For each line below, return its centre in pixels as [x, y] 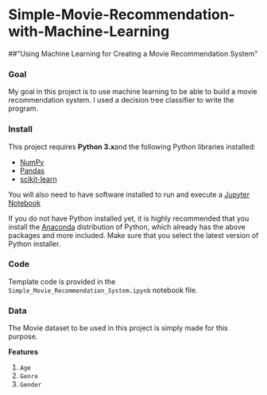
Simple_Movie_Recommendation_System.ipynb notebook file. [103, 290]
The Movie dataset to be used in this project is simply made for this [118, 328]
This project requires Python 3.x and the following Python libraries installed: [132, 147]
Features [23, 352]
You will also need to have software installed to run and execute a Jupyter [129, 194]
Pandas [32, 170]
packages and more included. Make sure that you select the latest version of [133, 235]
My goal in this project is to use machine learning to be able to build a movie [133, 92]
